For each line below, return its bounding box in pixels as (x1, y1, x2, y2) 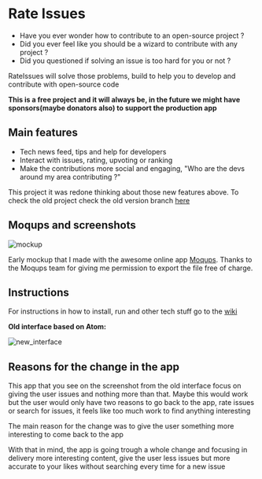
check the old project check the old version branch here (8, 195, 190, 205)
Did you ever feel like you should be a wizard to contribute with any (19, 39, 238, 48)
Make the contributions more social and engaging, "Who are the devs (19, 163, 245, 173)
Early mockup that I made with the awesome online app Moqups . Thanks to (8, 254, 253, 264)
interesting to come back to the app (8, 430, 124, 440)
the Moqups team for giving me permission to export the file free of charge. (8, 263, 253, 273)
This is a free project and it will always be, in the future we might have (8, 95, 241, 104)
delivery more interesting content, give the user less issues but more (8, 454, 231, 463)
